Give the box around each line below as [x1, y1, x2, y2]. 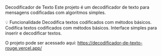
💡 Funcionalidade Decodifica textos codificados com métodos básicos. [5, 19, 151, 25]
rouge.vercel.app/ [5, 45, 42, 51]
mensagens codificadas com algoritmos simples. [5, 9, 106, 15]
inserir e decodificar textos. [5, 30, 62, 36]
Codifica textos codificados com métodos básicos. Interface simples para [5, 25, 157, 30]
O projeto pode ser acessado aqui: [5, 40, 76, 45]
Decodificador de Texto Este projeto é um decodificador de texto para [5, 4, 149, 10]
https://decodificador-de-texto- [77, 40, 142, 45]
